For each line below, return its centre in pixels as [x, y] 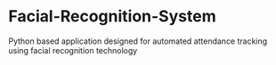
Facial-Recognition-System [112, 16]
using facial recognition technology [73, 50]
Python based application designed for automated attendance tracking [138, 41]
